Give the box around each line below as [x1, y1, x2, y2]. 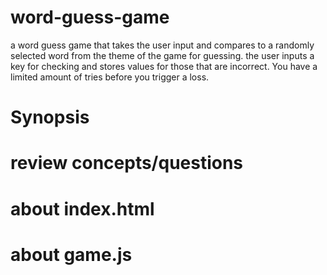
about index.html [10, 197, 155, 220]
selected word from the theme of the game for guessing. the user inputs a [10, 49, 315, 61]
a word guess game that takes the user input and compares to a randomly [10, 39, 315, 51]
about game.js [10, 243, 133, 266]
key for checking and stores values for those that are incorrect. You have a [10, 60, 318, 72]
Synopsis [10, 106, 90, 129]
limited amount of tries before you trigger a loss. [10, 71, 210, 83]
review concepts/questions [10, 152, 244, 175]
